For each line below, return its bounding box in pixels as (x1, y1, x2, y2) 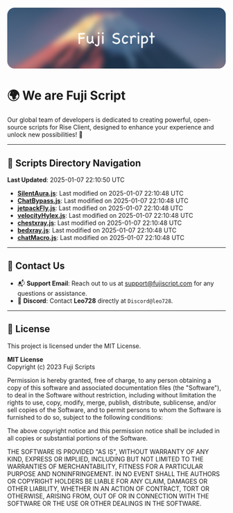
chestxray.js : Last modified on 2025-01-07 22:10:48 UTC (17, 219, 182, 227)
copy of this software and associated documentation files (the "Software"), (7, 384, 222, 392)
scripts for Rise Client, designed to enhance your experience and (28, 123, 214, 132)
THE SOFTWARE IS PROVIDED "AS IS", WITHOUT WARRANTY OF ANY (7, 447, 209, 456)
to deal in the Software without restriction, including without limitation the (7, 390, 216, 399)
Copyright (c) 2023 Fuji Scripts (7, 363, 96, 371)
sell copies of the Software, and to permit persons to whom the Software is (7, 405, 222, 414)
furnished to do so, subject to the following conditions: (7, 413, 163, 421)
